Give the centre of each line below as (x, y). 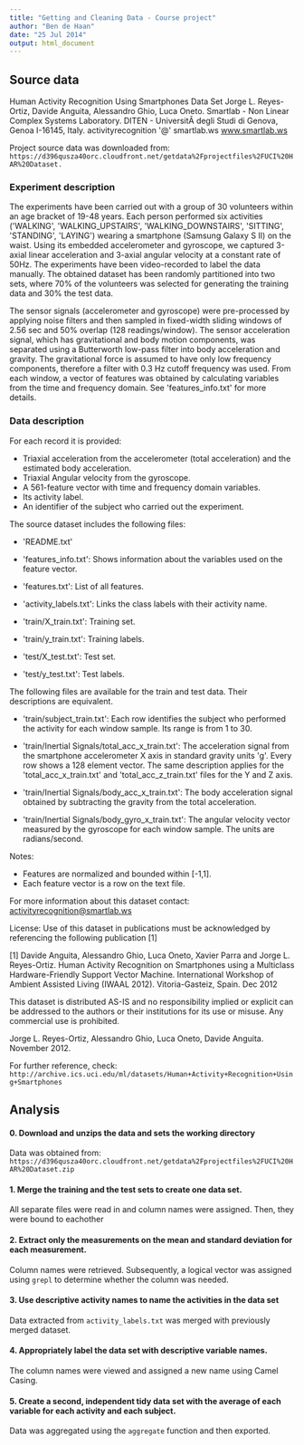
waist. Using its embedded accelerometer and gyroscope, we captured (142, 245)
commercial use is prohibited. (65, 1020)
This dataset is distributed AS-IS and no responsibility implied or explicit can (152, 1001)
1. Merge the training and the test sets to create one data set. (126, 1189)
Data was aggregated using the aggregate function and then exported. (140, 1431)
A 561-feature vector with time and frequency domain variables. (141, 487)
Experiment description (62, 187)
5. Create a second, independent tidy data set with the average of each (146, 1401)
